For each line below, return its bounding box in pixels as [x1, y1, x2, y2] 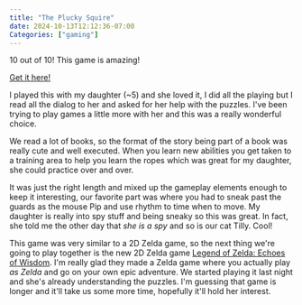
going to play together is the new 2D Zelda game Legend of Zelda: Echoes [9, 247, 286, 258]
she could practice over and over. [9, 164, 134, 176]
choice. [9, 118, 38, 129]
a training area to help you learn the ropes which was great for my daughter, [9, 155, 292, 166]
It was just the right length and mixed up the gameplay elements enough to [9, 182, 288, 193]
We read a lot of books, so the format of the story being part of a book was [9, 136, 288, 147]
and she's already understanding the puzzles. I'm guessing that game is [9, 276, 277, 287]
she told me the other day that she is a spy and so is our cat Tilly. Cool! [9, 220, 273, 231]
